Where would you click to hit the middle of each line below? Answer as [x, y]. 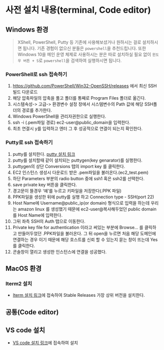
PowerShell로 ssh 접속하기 [36, 74]
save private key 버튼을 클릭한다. [45, 185]
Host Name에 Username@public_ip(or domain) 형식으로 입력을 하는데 [81, 203]
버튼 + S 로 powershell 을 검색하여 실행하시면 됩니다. [72, 61]
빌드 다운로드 [25, 92]
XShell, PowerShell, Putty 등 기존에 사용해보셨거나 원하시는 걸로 [79, 42]
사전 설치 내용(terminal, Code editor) [78, 10]
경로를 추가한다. [37, 110]
